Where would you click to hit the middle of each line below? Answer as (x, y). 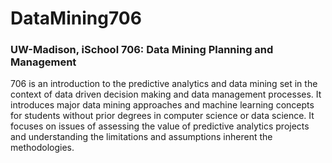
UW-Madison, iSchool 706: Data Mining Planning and (142, 50)
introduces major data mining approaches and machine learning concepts (162, 105)
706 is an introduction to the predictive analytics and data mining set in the (164, 84)
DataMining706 (76, 18)
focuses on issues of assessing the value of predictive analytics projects (160, 126)
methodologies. (42, 148)
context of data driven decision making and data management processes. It (166, 94)
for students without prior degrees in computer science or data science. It (162, 116)
